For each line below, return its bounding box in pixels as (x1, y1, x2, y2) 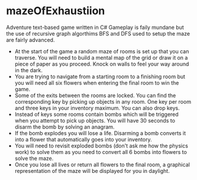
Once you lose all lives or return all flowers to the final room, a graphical (14, 161, 190, 168)
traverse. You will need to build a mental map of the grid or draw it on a (14, 54, 188, 61)
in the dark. (14, 66, 43, 73)
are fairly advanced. (6, 36, 55, 43)
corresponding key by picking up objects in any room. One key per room (14, 98, 191, 105)
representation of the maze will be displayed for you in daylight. (14, 167, 170, 174)
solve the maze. (14, 155, 54, 162)
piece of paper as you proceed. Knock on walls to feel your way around (14, 60, 189, 67)
